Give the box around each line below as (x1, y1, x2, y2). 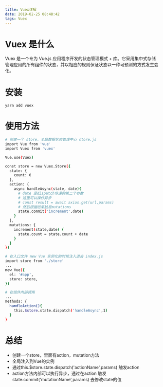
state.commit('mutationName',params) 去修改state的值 (12, 376, 122, 382)
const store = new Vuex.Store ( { (5, 164, 71, 168)
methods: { (5, 299, 27, 304)
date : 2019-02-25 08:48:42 (5, 12, 60, 17)
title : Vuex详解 (5, 7, 36, 12)
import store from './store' (5, 258, 64, 263)
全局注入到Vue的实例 (12, 358, 54, 364)
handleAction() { (9, 304, 42, 309)
